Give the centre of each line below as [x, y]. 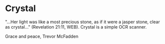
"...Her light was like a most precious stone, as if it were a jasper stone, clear [82, 22]
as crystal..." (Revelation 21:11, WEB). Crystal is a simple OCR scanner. [76, 27]
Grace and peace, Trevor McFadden [42, 36]
